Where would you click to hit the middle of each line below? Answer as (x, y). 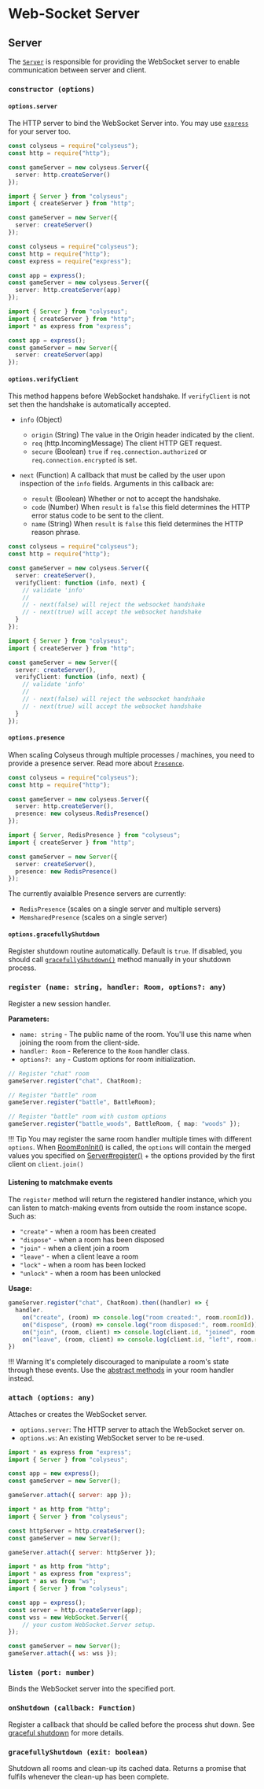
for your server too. (40, 131)
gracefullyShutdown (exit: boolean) (78, 1752)
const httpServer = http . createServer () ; (77, 1531)
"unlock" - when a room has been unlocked (90, 1273)
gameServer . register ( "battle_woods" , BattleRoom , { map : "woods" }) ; (125, 1124)
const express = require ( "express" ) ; (70, 261)
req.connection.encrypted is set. (84, 460)
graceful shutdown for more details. (66, 1732)
